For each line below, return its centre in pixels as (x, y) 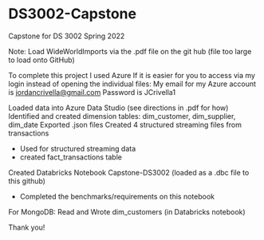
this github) (27, 181)
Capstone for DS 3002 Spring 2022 (67, 36)
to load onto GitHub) (42, 60)
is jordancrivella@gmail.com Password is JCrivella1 (92, 92)
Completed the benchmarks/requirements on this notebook (117, 196)
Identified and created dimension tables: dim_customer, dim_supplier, (122, 116)
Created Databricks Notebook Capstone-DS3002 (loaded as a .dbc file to (129, 172)
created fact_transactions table (71, 157)
